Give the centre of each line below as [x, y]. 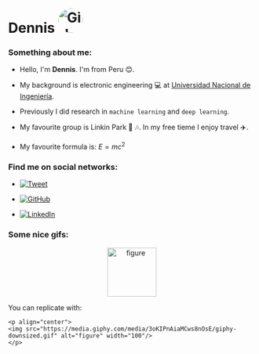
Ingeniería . [37, 96]
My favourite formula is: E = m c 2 [72, 146]
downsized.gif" [33, 336]
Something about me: [50, 52]
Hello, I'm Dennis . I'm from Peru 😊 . [77, 70]
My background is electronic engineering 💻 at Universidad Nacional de [135, 85]
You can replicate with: [45, 307]
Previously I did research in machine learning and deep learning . [124, 112]
